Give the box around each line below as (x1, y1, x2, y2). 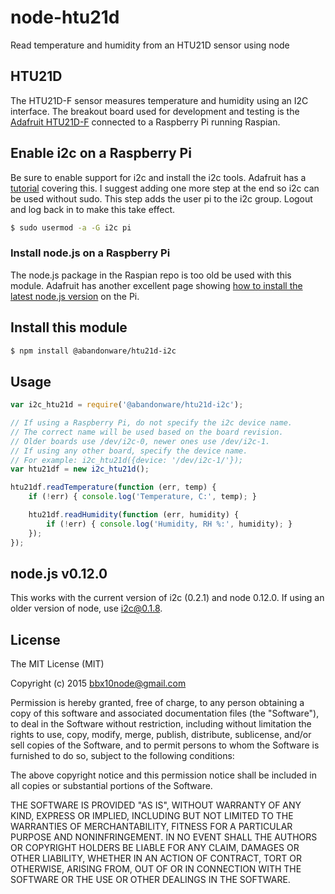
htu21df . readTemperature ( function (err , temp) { (10, 482, 217, 493)
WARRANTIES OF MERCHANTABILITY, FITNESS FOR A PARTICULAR (10, 821, 293, 833)
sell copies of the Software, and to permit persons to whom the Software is (10, 739, 320, 751)
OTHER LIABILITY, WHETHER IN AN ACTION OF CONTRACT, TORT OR (10, 852, 302, 865)
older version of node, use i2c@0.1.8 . (10, 602, 163, 615)
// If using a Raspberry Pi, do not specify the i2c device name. (10, 418, 293, 428)
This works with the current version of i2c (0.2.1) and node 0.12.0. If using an (10, 592, 325, 604)
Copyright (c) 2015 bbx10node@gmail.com (10, 677, 187, 690)
